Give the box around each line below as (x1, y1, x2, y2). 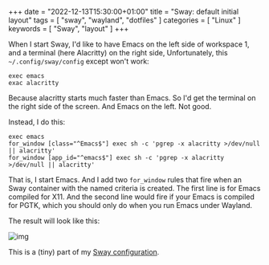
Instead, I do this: (8, 117, 66, 127)
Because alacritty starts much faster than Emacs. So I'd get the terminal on (8, 93, 256, 103)
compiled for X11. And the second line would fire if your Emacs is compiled (8, 192, 255, 202)
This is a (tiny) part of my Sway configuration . (8, 247, 160, 256)
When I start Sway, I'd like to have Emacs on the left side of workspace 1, (8, 39, 251, 49)
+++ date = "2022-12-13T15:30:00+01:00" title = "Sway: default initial (8, 7, 239, 16)
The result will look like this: (8, 216, 100, 226)
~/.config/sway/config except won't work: (8, 56, 150, 66)
